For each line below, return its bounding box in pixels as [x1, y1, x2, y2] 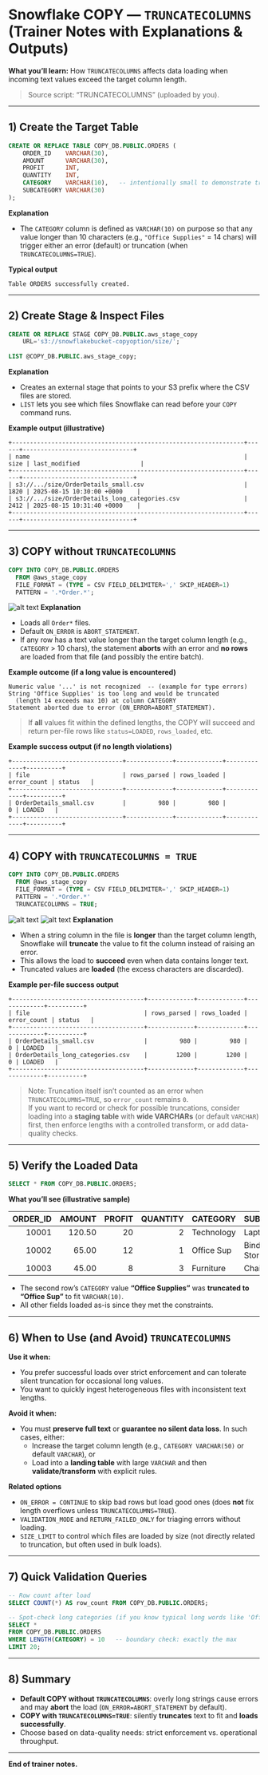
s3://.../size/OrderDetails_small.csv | [15, 481, 248, 489]
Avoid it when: [8, 1409, 57, 1418]
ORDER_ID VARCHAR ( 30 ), [22, 149, 109, 157]
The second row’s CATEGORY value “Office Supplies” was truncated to [19, 1283, 250, 1293]
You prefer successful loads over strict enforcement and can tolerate [19, 1368, 247, 1377]
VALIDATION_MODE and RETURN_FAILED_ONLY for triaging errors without [19, 1515, 241, 1524]
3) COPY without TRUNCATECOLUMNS [8, 545, 177, 558]
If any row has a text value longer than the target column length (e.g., [19, 635, 247, 644]
